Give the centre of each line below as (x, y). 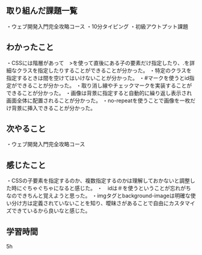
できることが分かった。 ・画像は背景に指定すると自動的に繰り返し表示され (99, 93)
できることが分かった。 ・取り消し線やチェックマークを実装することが (104, 85)
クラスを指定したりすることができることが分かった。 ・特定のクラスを (104, 70)
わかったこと (30, 47)
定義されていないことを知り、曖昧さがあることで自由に (101, 203)
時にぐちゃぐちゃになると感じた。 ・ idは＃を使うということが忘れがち (101, 188)
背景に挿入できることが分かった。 (54, 108)
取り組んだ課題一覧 (42, 11)
